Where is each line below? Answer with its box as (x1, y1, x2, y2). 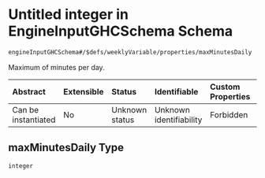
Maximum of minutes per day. (8, 62, 105, 72)
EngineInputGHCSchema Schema (8, 22, 233, 40)
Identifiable (154, 86, 199, 97)
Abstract (12, 86, 46, 97)
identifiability (154, 114, 203, 125)
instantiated (12, 114, 56, 125)
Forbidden (210, 109, 248, 120)
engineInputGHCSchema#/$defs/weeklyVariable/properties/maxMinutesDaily (8, 48, 252, 56)
